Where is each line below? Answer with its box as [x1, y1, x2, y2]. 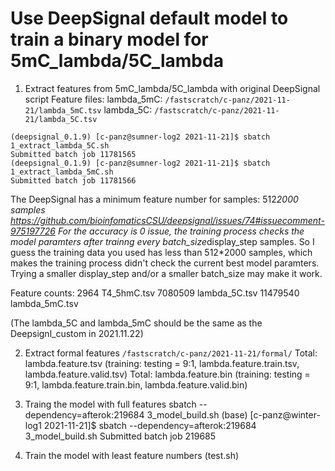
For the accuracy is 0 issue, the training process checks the [57, 225, 305, 237]
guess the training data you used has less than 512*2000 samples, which [10, 246, 313, 258]
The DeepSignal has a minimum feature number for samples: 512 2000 [10, 193, 299, 205]
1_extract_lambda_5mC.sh [10, 167, 114, 177]
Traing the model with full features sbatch [24, 398, 197, 410]
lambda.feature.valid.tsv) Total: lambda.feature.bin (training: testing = [24, 368, 311, 380]
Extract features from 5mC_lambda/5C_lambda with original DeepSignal [24, 82, 321, 94]
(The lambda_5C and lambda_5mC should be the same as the [10, 317, 263, 329]
